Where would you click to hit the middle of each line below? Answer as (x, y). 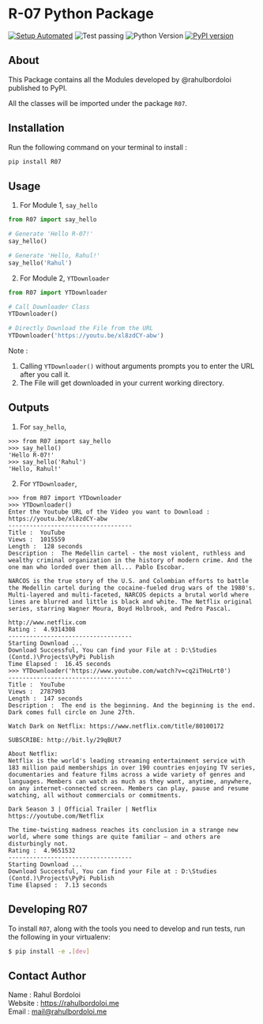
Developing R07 (48, 909)
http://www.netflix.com (47, 622)
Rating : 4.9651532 (42, 850)
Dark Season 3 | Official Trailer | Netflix (83, 809)
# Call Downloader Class (49, 307)
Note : (18, 351)
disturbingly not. (38, 843)
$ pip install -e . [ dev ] (49, 951)
